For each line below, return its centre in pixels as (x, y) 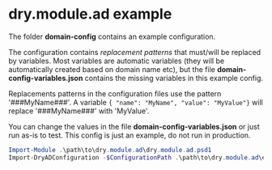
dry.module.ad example (90, 14)
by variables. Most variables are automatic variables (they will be (117, 61)
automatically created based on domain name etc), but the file (112, 69)
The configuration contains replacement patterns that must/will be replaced (135, 52)
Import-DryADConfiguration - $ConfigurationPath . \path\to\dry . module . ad (134, 157)
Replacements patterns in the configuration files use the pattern (115, 93)
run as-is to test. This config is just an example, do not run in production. (130, 135)
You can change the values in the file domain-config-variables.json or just (134, 126)
